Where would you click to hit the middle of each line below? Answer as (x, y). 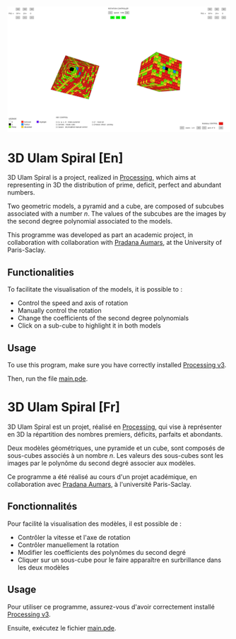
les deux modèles (43, 567)
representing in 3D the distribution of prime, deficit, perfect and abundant (114, 185)
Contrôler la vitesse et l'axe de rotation (74, 537)
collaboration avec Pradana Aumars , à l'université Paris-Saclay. (100, 484)
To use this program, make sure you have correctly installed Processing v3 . (117, 365)
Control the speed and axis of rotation (73, 303)
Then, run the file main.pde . (48, 379)
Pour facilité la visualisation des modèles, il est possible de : (94, 524)
